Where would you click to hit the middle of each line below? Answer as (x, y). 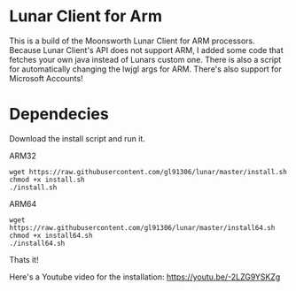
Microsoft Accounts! (46, 78)
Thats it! (24, 259)
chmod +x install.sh (47, 180)
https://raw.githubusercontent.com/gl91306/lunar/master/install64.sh (142, 227)
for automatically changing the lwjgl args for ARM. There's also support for (145, 69)
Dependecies (59, 115)
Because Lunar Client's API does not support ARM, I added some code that (146, 50)
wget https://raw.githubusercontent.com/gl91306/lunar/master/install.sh (148, 172)
